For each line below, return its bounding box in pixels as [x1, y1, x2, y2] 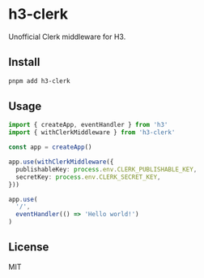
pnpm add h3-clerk [8, 76, 70, 85]
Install [8, 55, 40, 69]
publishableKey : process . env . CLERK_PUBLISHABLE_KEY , [15, 165, 198, 173]
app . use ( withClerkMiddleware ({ [8, 158, 114, 167]
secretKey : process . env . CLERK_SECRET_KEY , [15, 172, 161, 181]
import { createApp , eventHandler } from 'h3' [8, 121, 168, 129]
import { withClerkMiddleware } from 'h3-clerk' [8, 128, 176, 137]
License [8, 241, 49, 254]
